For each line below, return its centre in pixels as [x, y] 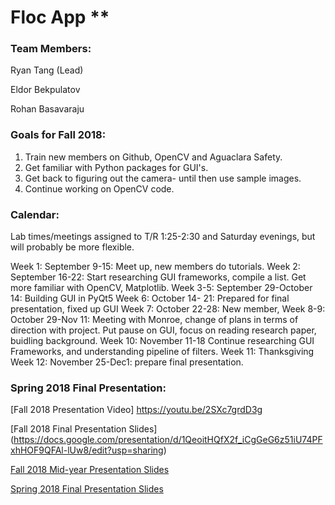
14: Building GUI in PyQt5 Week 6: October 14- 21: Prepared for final [150, 298]
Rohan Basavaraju [47, 109]
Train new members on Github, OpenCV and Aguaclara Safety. [153, 157]
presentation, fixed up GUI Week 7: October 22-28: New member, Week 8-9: [168, 309]
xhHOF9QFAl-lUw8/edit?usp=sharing [87, 450]
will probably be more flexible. [72, 247]
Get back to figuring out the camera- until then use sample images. [163, 178]
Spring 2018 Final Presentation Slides [87, 489]
